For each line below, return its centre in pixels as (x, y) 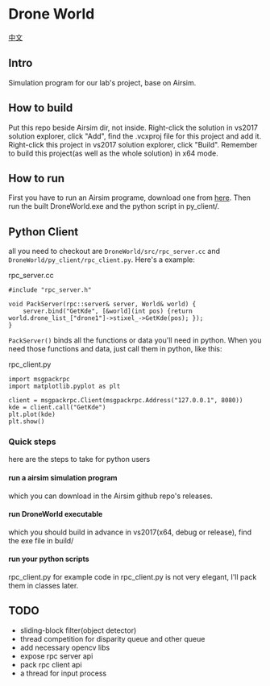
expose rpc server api (56, 656)
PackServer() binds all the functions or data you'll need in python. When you (135, 340)
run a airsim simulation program (63, 478)
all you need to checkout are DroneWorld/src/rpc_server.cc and (114, 252)
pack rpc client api (51, 664)
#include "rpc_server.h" (50, 290)
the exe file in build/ (41, 540)
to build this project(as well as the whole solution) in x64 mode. (114, 153)
